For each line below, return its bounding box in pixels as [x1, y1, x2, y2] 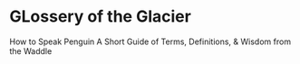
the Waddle [9, 45, 53, 56]
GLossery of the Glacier [9, 6, 192, 27]
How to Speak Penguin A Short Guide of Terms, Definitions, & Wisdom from [9, 36, 292, 47]
